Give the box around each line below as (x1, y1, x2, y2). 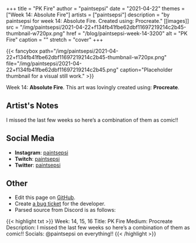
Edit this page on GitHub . (14, 194, 75, 201)
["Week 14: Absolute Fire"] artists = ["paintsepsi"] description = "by (6, 11, 170, 18)
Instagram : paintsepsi (14, 149, 69, 156)
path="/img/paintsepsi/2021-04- (39, 48, 119, 55)
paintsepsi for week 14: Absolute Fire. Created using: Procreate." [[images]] (6, 18, 190, 24)
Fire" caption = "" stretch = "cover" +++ (6, 36, 104, 43)
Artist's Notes (6, 101, 59, 111)
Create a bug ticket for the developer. (14, 200, 106, 207)
